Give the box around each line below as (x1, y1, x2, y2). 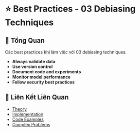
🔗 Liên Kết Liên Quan (5, 93, 69, 101)
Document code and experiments (12, 69, 81, 75)
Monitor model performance (12, 74, 71, 80)
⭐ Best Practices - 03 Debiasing (5, 3, 136, 15)
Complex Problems (12, 121, 51, 127)
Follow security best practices (12, 79, 75, 85)
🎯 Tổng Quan (5, 36, 45, 45)
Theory (12, 106, 27, 112)
